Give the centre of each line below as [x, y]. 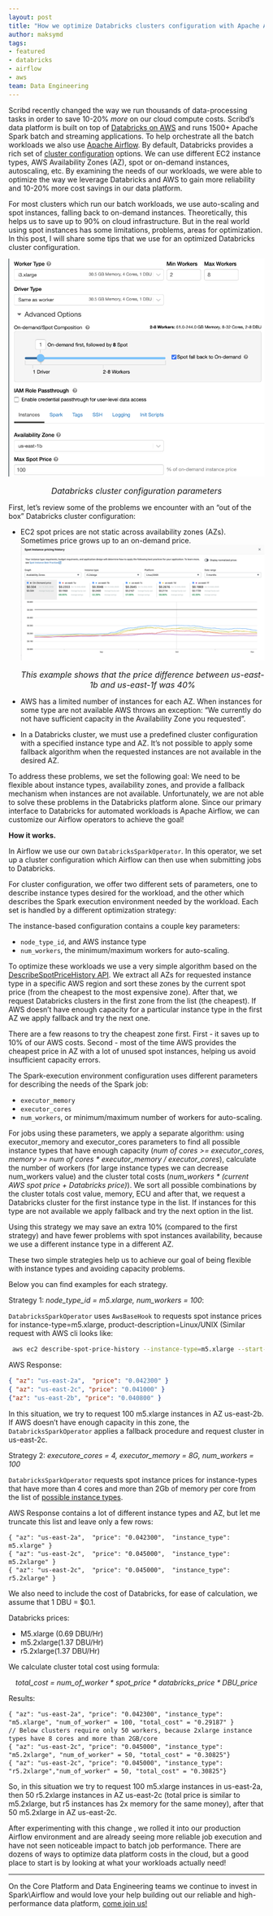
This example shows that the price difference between [125, 675]
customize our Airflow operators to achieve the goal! [96, 820]
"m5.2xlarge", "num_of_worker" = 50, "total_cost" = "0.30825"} [119, 1755]
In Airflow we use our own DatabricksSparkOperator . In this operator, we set [135, 851]
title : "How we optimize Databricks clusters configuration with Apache [134, 26]
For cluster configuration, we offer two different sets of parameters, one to [133, 885]
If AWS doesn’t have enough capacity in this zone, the [99, 1422]
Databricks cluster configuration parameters [136, 491]
